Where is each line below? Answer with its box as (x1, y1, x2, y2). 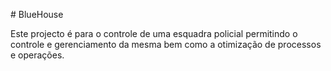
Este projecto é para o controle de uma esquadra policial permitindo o (10, 28, 298, 39)
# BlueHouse (10, 9, 64, 20)
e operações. (10, 49, 65, 61)
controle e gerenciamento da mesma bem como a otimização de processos (10, 39, 322, 50)
